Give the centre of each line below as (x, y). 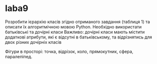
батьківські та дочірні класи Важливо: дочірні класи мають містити (75, 32)
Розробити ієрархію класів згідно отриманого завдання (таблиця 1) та (78, 22)
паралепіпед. (19, 56)
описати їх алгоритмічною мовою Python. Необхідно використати (73, 26)
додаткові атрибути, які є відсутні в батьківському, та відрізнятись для (79, 37)
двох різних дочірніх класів (33, 42)
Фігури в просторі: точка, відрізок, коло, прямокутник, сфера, (69, 51)
